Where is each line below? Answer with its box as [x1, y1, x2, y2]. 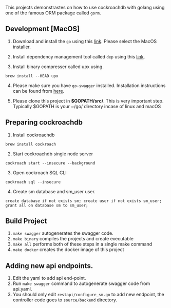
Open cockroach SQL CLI [12, 169, 67, 176]
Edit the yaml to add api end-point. [12, 275, 86, 281]
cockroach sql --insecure [5, 179, 61, 184]
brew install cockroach [5, 141, 56, 147]
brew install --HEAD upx [5, 73, 59, 78]
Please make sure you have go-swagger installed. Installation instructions [12, 82, 166, 89]
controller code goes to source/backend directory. [12, 297, 117, 303]
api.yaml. [12, 286, 32, 292]
